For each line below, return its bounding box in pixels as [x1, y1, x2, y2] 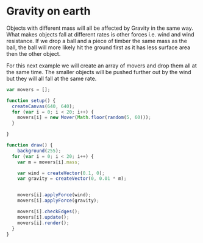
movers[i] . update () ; [17, 214, 69, 220]
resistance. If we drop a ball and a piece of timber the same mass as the [6, 37, 188, 44]
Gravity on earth [6, 4, 91, 18]
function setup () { [6, 97, 56, 104]
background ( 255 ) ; [17, 148, 62, 154]
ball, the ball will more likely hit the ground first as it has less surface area [6, 44, 191, 51]
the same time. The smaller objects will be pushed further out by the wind [6, 68, 191, 75]
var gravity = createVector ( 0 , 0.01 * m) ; [17, 176, 127, 182]
